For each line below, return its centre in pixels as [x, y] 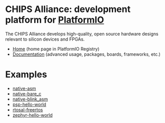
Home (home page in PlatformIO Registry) [56, 49]
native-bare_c [27, 93]
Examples [26, 75]
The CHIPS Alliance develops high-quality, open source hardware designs [82, 34]
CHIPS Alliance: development [68, 9]
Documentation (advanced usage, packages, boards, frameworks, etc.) [87, 54]
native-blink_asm [30, 99]
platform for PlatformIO [55, 20]
